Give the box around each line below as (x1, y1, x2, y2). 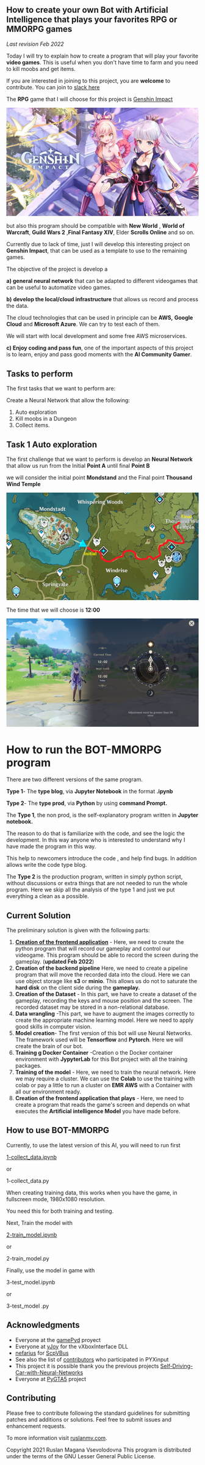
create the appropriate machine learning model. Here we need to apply (15, 1016, 194, 1024)
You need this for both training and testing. (6, 1207, 114, 1215)
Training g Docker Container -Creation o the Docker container (15, 1049, 173, 1057)
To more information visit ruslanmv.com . (6, 1434, 108, 1441)
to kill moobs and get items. (6, 65, 76, 72)
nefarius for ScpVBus (15, 1349, 69, 1357)
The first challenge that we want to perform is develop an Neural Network (6, 455, 193, 463)
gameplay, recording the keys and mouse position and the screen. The (15, 997, 193, 1005)
